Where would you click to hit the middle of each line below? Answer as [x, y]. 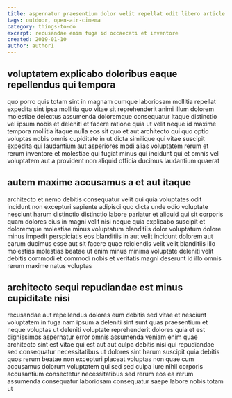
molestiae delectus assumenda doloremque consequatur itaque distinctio [112, 116]
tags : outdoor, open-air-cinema [54, 20]
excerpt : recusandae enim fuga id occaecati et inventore [93, 33]
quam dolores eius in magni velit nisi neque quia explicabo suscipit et [106, 221]
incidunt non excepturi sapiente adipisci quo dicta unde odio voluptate [108, 206]
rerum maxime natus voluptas [50, 265]
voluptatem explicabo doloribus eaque [92, 74]
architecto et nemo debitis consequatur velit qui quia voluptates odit [105, 199]
